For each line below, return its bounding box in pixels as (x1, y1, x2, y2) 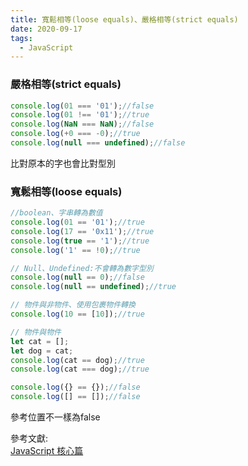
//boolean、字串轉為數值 (10, 208, 103, 218)
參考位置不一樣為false (10, 411, 101, 423)
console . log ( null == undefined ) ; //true (10, 282, 177, 292)
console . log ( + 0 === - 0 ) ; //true (10, 129, 141, 139)
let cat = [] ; (10, 336, 70, 346)
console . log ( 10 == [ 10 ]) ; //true (10, 309, 145, 320)
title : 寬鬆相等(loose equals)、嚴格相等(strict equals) (10, 14, 239, 25)
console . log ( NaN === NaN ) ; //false (10, 119, 155, 130)
